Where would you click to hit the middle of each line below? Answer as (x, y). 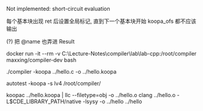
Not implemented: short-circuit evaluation (58, 9)
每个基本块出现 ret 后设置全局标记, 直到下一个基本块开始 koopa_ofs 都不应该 (101, 21)
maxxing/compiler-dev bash (42, 60)
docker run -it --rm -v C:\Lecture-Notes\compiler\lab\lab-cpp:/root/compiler (101, 53)
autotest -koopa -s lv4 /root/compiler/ (54, 83)
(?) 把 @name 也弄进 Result (41, 41)
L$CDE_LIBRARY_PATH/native (44, 101)
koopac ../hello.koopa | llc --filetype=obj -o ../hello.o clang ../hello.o (91, 95)
